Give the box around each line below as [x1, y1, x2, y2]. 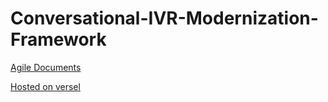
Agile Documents [10, 61, 82, 73]
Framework [10, 28, 107, 51]
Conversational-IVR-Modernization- [10, 7, 319, 30]
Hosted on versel [10, 80, 81, 92]
